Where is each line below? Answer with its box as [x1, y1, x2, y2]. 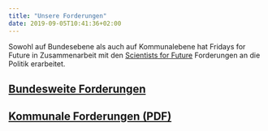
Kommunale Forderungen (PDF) [8, 110, 172, 124]
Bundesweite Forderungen [8, 82, 146, 95]
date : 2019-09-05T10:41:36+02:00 [8, 19, 122, 27]
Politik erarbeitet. [8, 58, 66, 69]
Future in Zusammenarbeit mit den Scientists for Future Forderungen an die [8, 50, 261, 60]
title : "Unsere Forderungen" [8, 11, 107, 20]
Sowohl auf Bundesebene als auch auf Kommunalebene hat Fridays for [8, 41, 246, 51]
